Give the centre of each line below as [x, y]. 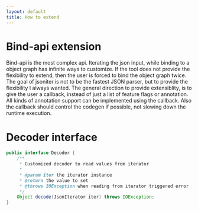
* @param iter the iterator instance [66, 175]
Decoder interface [52, 137]
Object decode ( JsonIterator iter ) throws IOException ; [86, 197]
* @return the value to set [54, 180]
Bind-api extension [54, 47]
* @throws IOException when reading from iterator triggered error [104, 186]
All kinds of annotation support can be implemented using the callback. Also [99, 101]
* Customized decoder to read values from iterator [84, 164]
